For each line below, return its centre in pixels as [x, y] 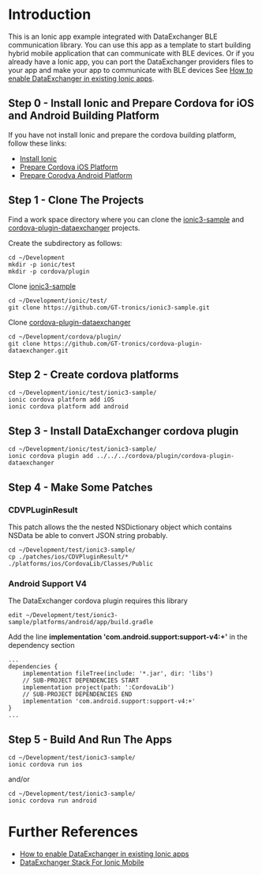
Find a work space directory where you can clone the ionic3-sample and [126, 219]
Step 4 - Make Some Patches [80, 487]
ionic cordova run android [52, 801]
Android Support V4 [47, 583]
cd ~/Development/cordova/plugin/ [65, 337]
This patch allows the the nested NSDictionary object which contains [120, 527]
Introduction [50, 15]
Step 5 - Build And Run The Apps [90, 739]
